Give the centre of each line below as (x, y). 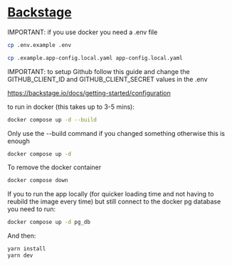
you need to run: (31, 209)
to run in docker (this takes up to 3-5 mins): (71, 107)
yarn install (27, 249)
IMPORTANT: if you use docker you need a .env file (83, 32)
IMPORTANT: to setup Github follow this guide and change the (99, 71)
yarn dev (20, 256)
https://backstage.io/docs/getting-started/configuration (89, 92)
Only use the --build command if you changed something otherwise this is (116, 133)
